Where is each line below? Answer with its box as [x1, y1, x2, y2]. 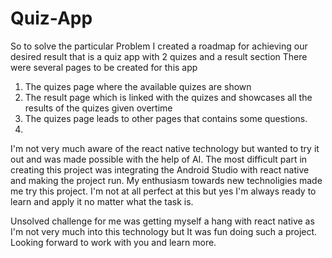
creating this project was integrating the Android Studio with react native [10, 163, 310, 176]
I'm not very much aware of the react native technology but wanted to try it [10, 142, 320, 154]
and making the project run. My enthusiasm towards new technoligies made [10, 174, 323, 186]
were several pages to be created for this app [10, 61, 198, 73]
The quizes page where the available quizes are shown [24, 80, 252, 92]
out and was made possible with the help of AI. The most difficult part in [10, 153, 308, 165]
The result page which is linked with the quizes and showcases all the [24, 91, 313, 103]
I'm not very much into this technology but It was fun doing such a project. [10, 225, 318, 237]
